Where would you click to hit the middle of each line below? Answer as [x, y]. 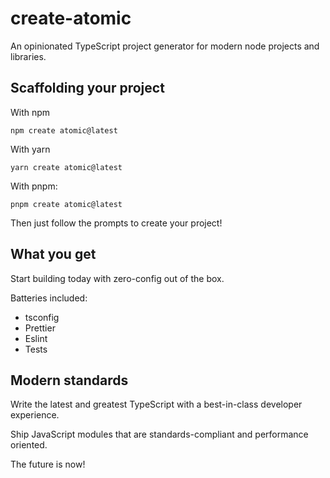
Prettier [40, 328]
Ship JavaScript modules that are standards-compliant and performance [159, 434]
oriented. [29, 445]
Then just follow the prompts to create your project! [116, 223]
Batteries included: [49, 298]
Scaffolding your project [87, 88]
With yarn [30, 149]
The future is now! [48, 464]
